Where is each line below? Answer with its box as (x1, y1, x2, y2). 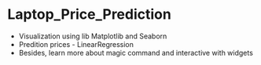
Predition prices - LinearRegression (18, 39, 134, 49)
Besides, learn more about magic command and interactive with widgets (18, 48, 253, 57)
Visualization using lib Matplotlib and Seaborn (18, 31, 167, 41)
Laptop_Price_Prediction (7, 5, 172, 23)
